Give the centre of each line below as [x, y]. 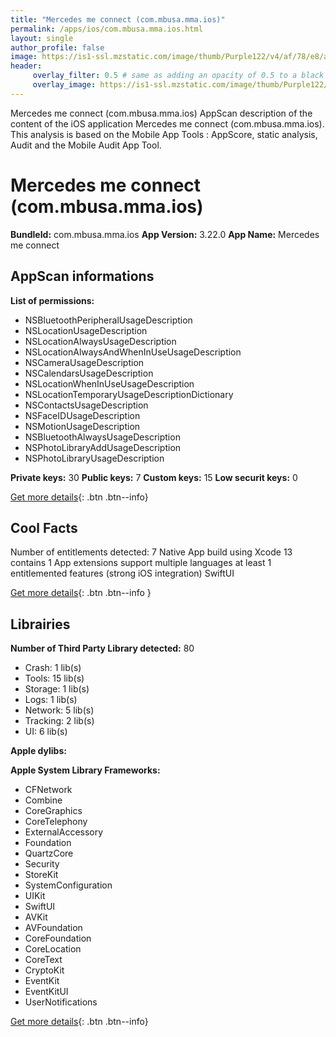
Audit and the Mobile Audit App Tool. [86, 145]
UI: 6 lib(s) [46, 732]
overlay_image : [64, 85]
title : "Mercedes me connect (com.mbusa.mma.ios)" [118, 19]
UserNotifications [61, 1002]
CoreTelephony [56, 822]
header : [26, 66]
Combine [43, 800]
